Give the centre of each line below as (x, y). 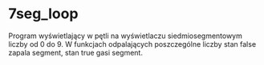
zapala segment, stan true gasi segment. (75, 52)
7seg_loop (43, 14)
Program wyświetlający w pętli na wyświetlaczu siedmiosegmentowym (125, 36)
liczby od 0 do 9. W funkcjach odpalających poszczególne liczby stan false (132, 44)
